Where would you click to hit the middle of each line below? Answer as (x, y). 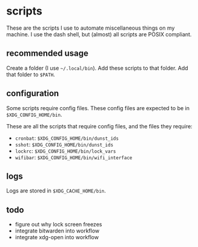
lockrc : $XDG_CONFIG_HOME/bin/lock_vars (65, 151)
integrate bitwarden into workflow (57, 231)
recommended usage (48, 54)
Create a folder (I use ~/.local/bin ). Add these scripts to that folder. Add (97, 68)
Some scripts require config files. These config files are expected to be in (98, 108)
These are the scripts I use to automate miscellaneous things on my (91, 28)
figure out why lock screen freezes (58, 225)
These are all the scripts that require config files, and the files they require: (99, 126)
